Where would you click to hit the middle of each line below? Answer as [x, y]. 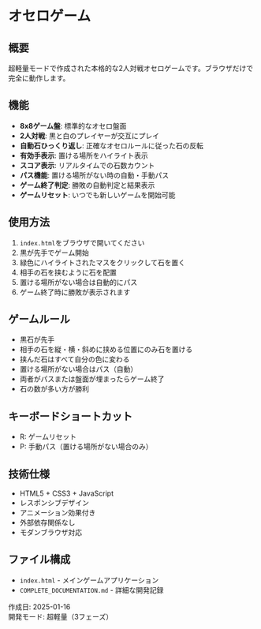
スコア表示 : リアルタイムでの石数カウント [87, 165]
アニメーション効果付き [58, 513]
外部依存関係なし [47, 522]
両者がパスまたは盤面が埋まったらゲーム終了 [92, 379]
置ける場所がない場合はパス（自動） [78, 369]
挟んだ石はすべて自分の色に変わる [75, 359]
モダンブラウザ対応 [51, 533]
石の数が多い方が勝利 [54, 389]
